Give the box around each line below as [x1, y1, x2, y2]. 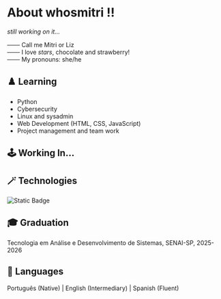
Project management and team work [16, 127, 119, 135]
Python [16, 97, 38, 105]
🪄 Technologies [7, 174, 78, 186]
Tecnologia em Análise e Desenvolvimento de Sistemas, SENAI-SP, [7, 238, 196, 247]
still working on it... [7, 27, 60, 36]
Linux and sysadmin [16, 112, 74, 120]
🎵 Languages [7, 265, 63, 278]
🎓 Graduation [7, 217, 70, 229]
